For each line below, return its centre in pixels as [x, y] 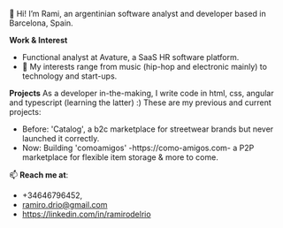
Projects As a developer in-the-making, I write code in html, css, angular [141, 93]
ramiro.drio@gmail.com [65, 205]
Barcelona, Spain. [41, 23]
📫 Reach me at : [39, 175]
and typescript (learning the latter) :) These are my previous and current [140, 103]
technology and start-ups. [69, 76]
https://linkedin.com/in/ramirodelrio [87, 214]
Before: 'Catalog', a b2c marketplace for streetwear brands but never [148, 129]
